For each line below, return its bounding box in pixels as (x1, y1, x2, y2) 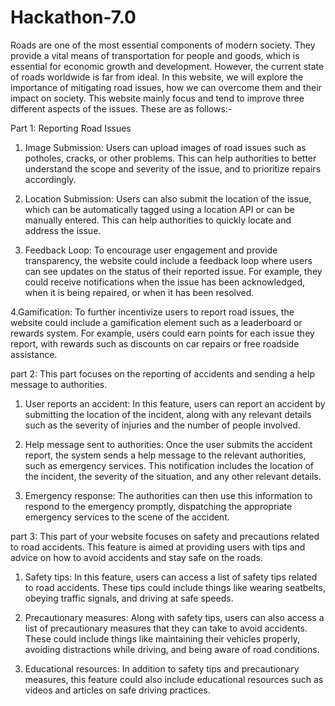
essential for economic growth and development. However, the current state (10, 60, 325, 72)
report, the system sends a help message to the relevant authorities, (24, 449, 307, 461)
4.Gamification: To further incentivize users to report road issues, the (10, 306, 295, 318)
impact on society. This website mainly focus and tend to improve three (10, 92, 305, 104)
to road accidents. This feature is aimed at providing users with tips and (10, 541, 306, 553)
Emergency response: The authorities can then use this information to (24, 489, 313, 501)
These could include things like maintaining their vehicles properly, (24, 632, 301, 645)
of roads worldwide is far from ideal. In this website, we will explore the (10, 71, 304, 83)
